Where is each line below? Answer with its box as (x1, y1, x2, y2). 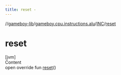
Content (5, 59, 22, 65)
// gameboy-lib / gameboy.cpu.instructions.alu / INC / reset (5, 21, 116, 26)
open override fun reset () (5, 64, 57, 70)
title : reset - (5, 7, 36, 12)
